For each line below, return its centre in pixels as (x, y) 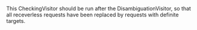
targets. (16, 21)
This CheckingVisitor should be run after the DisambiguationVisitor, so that (99, 9)
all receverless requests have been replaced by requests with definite (92, 15)
